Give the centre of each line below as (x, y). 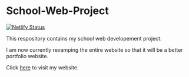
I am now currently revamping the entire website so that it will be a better (95, 50)
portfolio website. (27, 56)
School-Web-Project (57, 11)
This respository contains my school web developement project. (84, 38)
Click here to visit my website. (42, 67)
